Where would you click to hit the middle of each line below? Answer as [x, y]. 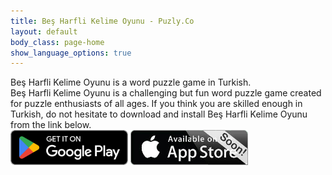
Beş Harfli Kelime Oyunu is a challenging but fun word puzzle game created [166, 93]
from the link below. [51, 125]
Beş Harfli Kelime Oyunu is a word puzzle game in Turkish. [131, 82]
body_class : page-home [57, 42]
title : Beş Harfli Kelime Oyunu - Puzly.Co [102, 21]
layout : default [44, 31]
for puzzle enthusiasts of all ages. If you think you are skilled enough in [156, 104]
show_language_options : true [71, 53]
